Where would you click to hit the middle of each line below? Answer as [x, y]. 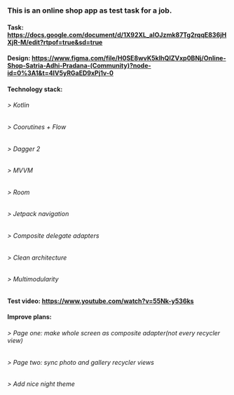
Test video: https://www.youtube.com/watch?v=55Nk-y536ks [101, 301]
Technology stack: [35, 89]
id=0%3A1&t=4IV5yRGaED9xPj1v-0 [61, 73]
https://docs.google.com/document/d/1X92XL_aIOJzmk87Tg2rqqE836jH [117, 34]
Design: [19, 58]
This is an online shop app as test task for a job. [90, 11]
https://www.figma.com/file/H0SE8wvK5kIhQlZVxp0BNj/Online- [129, 58]
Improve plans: [30, 317]
